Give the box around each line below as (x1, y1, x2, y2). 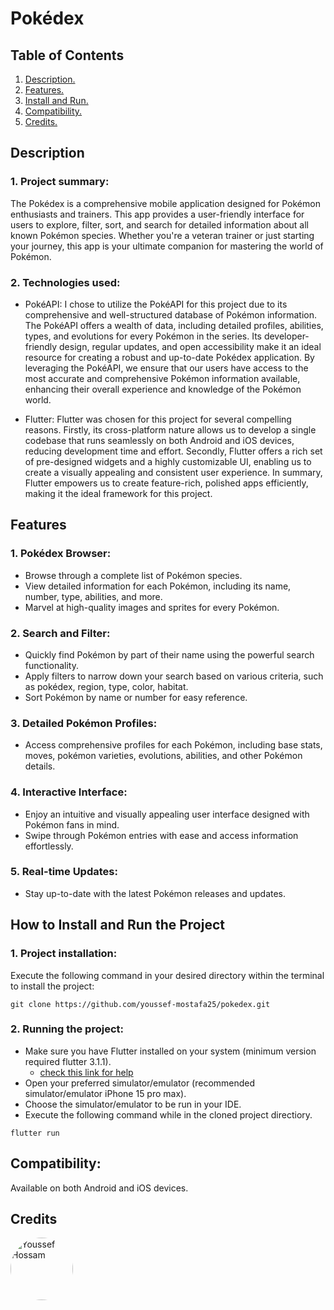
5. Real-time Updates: (10, 865, 118, 879)
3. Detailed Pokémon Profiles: (10, 716, 158, 730)
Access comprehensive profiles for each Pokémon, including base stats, (24, 739, 323, 751)
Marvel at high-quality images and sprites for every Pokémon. (24, 601, 280, 613)
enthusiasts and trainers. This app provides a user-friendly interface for (10, 208, 305, 220)
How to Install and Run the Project (10, 917, 225, 934)
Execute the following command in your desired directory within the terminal (10, 969, 325, 981)
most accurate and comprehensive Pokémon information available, (24, 372, 301, 384)
